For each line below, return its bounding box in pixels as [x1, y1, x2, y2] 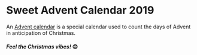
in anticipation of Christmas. [6, 29, 76, 36]
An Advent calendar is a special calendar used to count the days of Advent [6, 23, 191, 30]
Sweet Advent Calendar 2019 [6, 4, 154, 17]
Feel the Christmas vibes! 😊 [6, 43, 78, 50]
